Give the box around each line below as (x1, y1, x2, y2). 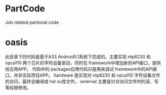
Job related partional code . (5, 19, 62, 25)
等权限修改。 (5, 85, 31, 91)
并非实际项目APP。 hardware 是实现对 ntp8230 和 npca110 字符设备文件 (13, 72, 161, 78)
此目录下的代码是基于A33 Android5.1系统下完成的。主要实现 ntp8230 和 (5, 53, 151, 59)
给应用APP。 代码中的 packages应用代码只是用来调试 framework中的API (5, 66, 153, 72)
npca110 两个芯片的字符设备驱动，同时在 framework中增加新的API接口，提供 (5, 60, 161, 66)
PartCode (5, 3, 45, 14)
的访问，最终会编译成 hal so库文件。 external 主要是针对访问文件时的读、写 (5, 78, 159, 84)
